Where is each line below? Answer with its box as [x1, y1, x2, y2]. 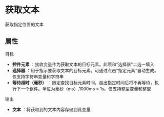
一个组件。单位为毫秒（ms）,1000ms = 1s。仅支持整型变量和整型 [20, 86, 151, 92]
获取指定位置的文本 [5, 21, 44, 27]
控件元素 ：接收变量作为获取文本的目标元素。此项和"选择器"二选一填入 [12, 61, 155, 67]
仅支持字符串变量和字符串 [12, 74, 64, 79]
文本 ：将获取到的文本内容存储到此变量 [12, 106, 91, 112]
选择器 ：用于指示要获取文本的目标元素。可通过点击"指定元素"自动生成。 [12, 67, 159, 73]
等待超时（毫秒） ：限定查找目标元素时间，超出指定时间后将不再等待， [12, 79, 155, 85]
